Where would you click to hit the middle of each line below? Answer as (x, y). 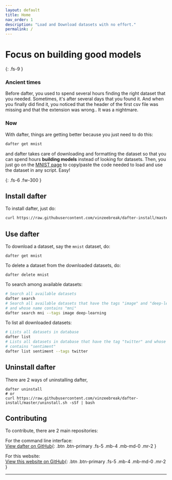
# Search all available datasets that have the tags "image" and (76, 303)
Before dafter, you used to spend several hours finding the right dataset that (85, 94)
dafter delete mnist (27, 275)
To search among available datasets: (44, 285)
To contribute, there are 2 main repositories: (52, 431)
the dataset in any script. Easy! (38, 170)
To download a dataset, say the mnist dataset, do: (58, 246)
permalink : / (19, 29)
